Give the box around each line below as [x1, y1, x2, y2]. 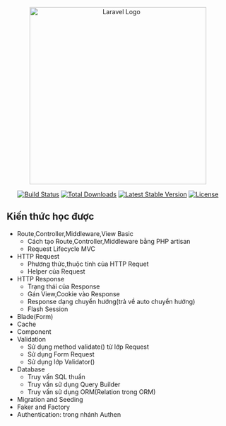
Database [16, 365, 45, 374]
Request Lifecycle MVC [27, 245, 96, 253]
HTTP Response [16, 274, 65, 283]
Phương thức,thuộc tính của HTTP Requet [27, 259, 149, 268]
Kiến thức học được [6, 211, 95, 223]
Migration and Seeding [16, 395, 83, 403]
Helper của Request [27, 267, 85, 276]
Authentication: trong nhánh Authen [16, 410, 121, 418]
